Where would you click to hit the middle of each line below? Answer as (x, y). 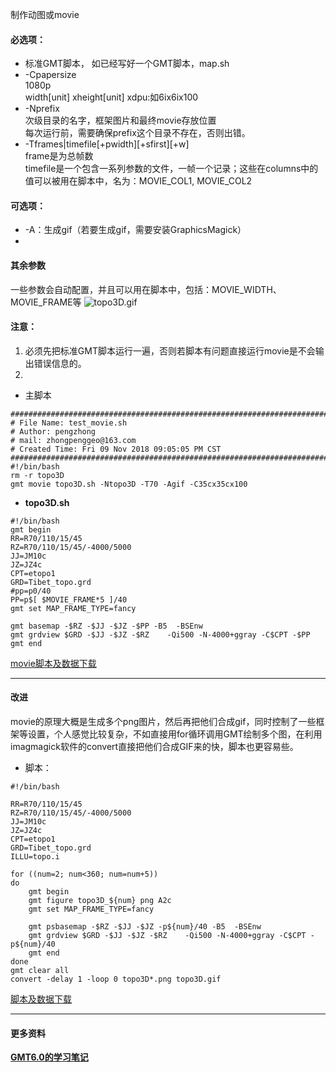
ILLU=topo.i (35, 857)
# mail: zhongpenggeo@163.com (73, 440)
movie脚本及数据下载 (53, 663)
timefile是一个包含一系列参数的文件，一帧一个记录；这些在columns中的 (171, 169)
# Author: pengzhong (53, 431)
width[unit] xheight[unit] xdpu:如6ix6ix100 (111, 97)
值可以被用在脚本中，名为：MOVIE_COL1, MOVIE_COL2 (138, 181)
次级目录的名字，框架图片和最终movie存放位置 (120, 120)
